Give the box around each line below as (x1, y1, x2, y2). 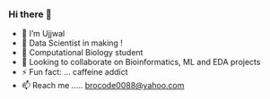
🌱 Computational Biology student (21, 47, 144, 58)
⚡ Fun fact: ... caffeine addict (21, 67, 128, 78)
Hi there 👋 (8, 8, 53, 21)
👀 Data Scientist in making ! (21, 37, 123, 48)
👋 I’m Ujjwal (21, 29, 65, 39)
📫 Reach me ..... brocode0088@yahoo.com (21, 80, 185, 91)
